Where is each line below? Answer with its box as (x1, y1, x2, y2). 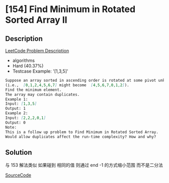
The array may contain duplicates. (5, 92, 80, 97)
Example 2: (5, 111, 28, 116)
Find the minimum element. (5, 87, 62, 92)
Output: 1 (5, 106, 26, 111)
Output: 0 (5, 120, 26, 125)
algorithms (12, 57, 35, 64)
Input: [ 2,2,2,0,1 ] (5, 115, 46, 120)
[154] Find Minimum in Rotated (5, 4, 136, 15)
